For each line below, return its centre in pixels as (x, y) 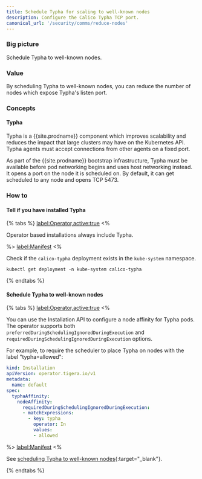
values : (43, 430)
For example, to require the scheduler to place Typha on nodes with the (95, 350)
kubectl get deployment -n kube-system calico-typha (74, 269)
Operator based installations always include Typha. (70, 235)
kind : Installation (31, 368)
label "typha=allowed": (35, 357)
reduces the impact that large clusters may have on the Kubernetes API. (96, 143)
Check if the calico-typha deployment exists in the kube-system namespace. (101, 259)
